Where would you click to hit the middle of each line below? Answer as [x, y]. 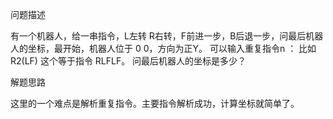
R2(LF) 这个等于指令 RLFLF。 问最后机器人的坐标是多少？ [128, 61]
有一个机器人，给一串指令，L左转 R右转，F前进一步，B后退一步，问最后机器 [167, 36]
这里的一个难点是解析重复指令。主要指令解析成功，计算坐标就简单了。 [155, 103]
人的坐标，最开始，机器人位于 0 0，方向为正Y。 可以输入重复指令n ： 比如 [163, 48]
